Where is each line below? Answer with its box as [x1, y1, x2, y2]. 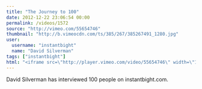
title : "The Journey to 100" [6, 8, 79, 15]
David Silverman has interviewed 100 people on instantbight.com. [6, 76, 168, 83]
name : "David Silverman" [11, 48, 74, 54]
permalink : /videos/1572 [6, 20, 69, 26]
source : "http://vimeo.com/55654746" [6, 25, 101, 32]
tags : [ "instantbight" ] [6, 54, 66, 60]
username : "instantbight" [11, 43, 77, 49]
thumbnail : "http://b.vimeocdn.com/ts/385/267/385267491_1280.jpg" [6, 31, 179, 37]
